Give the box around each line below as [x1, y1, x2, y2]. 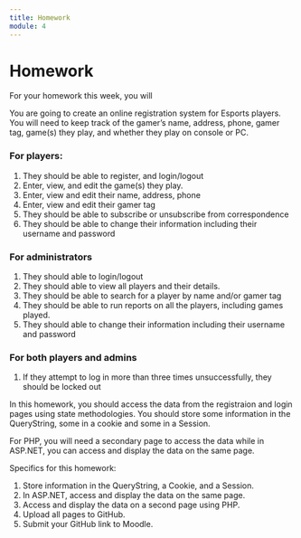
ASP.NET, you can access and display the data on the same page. [9, 445, 255, 457]
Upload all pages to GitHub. [22, 509, 126, 520]
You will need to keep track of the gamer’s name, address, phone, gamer [9, 118, 280, 128]
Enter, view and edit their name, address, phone [22, 189, 202, 200]
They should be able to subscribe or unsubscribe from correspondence [22, 209, 289, 220]
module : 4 [9, 22, 47, 31]
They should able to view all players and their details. [22, 281, 221, 292]
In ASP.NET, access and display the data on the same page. [22, 490, 246, 501]
